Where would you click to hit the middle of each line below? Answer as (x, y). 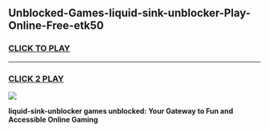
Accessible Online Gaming (53, 119)
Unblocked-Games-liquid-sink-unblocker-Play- (129, 13)
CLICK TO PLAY (39, 49)
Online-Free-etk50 (56, 26)
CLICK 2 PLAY (36, 78)
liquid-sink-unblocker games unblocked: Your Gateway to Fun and (121, 110)
